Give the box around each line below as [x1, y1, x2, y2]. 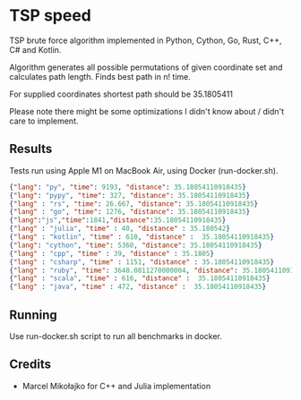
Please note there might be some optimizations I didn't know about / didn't [9, 106, 285, 116]
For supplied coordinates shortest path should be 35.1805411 [9, 89, 233, 99]
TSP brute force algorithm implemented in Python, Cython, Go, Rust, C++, [9, 35, 282, 46]
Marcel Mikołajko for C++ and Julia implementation [21, 380, 211, 391]
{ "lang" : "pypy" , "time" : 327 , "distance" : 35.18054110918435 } [9, 191, 251, 200]
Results [9, 141, 53, 157]
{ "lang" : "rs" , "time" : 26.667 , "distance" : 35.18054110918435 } [9, 199, 259, 209]
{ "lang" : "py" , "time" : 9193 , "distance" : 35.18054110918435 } [9, 183, 246, 191]
